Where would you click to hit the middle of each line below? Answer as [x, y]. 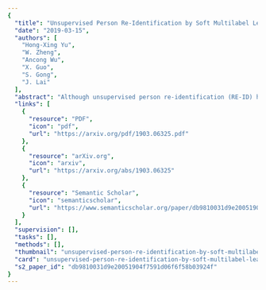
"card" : [27, 259]
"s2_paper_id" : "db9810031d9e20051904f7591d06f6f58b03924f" [116, 267]
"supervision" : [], [47, 230]
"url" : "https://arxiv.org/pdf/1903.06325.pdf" [109, 133]
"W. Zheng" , [41, 52]
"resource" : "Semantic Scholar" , [84, 193]
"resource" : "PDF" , [60, 119]
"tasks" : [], [36, 238]
